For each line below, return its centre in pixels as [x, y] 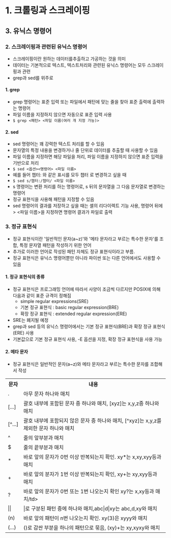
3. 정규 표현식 [21, 226]
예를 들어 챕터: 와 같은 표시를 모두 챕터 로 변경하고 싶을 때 [69, 175]
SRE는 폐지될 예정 [31, 320]
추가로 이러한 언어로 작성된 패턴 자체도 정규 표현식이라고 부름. [74, 251]
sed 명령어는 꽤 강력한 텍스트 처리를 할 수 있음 [59, 144]
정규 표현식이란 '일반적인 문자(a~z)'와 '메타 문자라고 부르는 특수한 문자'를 [85, 239]
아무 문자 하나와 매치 [47, 394]
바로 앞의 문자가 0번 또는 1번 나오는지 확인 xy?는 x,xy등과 [89, 491]
